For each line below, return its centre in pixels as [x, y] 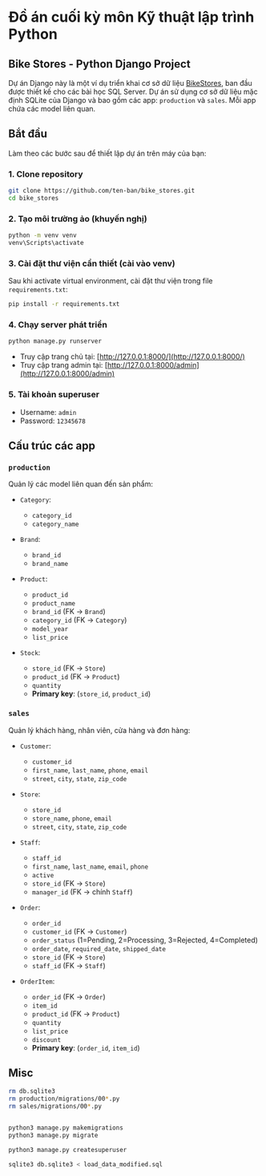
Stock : [30, 653]
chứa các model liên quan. [52, 109]
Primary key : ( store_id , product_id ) [91, 694]
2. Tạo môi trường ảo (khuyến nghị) [78, 218]
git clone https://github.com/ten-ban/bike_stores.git [102, 191]
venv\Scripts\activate [46, 243]
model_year [50, 629]
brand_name [50, 564]
